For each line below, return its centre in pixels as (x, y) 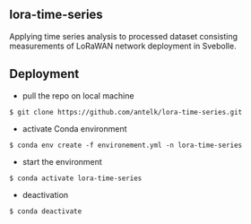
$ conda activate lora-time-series (76, 178)
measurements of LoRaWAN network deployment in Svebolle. (123, 46)
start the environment (62, 161)
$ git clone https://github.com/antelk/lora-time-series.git (126, 112)
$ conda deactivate (46, 211)
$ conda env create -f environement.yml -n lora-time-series (126, 145)
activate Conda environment (74, 128)
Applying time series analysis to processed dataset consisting (123, 36)
